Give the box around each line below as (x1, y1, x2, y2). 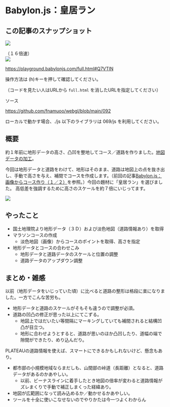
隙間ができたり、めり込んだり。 (20, 337, 87, 343)
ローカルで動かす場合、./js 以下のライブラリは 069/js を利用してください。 (5, 118, 162, 124)
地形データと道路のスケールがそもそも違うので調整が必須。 (12, 305, 138, 311)
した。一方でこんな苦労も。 (5, 294, 63, 300)
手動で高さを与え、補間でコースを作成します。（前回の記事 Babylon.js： (14, 172, 162, 178)
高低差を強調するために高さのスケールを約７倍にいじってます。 (15, 185, 148, 191)
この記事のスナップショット (5, 26, 92, 35)
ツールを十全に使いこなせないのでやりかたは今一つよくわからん (12, 397, 146, 403)
